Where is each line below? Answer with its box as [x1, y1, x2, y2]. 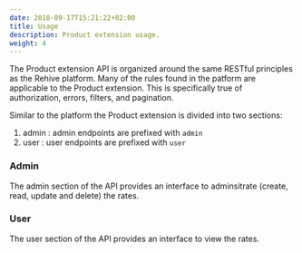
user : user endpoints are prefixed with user [22, 137, 186, 148]
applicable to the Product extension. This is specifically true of [9, 83, 243, 93]
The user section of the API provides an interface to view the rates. [9, 233, 260, 244]
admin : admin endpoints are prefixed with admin [22, 128, 203, 139]
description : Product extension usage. [9, 30, 161, 39]
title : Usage [9, 22, 59, 31]
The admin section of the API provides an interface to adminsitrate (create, [9, 180, 288, 191]
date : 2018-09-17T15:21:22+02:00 [9, 13, 136, 23]
